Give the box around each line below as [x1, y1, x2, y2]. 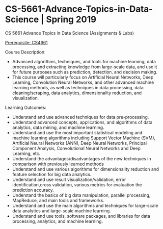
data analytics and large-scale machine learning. [12, 207, 111, 214]
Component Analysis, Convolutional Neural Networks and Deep [12, 145, 141, 151]
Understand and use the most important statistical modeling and [12, 129, 142, 135]
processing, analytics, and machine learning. [12, 218, 103, 224]
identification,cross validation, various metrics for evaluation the [12, 181, 142, 187]
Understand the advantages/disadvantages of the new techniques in [12, 155, 151, 161]
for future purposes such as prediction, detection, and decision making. [12, 69, 158, 75]
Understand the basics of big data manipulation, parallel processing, [12, 192, 151, 198]
